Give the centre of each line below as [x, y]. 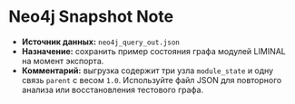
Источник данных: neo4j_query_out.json [101, 42]
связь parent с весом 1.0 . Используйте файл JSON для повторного [152, 80]
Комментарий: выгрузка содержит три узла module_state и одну [147, 71]
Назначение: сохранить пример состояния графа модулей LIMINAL [154, 51]
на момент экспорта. [63, 61]
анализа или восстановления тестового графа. [113, 90]
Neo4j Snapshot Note [91, 17]
